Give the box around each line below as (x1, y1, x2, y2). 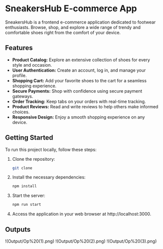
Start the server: (12, 193, 46, 199)
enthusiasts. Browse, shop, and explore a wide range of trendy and (5, 24, 141, 30)
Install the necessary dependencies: (12, 174, 86, 180)
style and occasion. (12, 62, 52, 68)
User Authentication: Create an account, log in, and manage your (12, 67, 146, 73)
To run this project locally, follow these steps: (5, 147, 97, 152)
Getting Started (5, 133, 54, 142)
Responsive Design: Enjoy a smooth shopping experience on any (12, 114, 145, 120)
